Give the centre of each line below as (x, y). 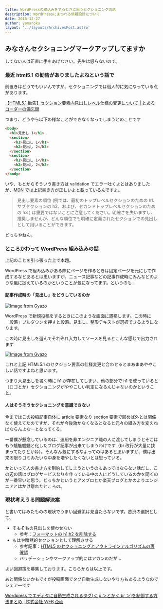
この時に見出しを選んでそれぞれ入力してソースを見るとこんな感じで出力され (81, 338)
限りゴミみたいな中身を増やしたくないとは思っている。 (69, 458)
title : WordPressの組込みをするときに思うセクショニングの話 (61, 9)
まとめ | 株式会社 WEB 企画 (36, 601)
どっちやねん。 (20, 235)
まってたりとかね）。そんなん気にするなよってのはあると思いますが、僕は (78, 451)
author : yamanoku (23, 23)
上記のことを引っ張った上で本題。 (39, 260)
